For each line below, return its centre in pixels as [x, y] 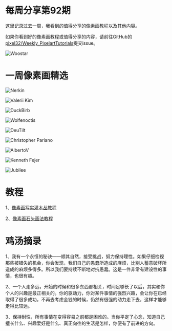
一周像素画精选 [37, 76]
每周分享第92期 [38, 11]
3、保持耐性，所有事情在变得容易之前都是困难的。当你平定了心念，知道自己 [85, 317]
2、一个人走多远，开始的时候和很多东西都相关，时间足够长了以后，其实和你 [85, 286]
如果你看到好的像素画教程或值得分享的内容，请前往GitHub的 [69, 36]
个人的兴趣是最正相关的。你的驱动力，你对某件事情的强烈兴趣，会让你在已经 [86, 293]
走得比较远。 [19, 306]
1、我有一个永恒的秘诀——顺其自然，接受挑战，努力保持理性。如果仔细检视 [85, 256]
